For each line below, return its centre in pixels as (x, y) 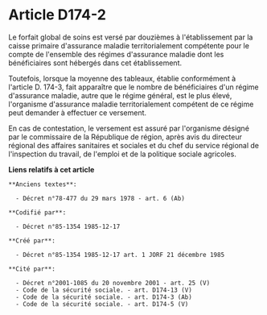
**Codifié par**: (37, 212)
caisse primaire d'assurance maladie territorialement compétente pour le (129, 45)
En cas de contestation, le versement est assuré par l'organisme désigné (129, 128)
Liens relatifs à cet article (51, 169)
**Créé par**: (32, 240)
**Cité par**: (32, 269)
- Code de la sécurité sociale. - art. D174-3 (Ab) (104, 297)
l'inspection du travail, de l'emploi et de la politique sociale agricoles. (123, 154)
